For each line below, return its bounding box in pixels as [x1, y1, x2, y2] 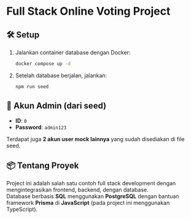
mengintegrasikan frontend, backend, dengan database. [6, 186, 149, 194]
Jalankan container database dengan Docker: [15, 49, 131, 56]
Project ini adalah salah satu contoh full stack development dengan [6, 180, 176, 187]
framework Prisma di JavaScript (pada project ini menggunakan [6, 199, 170, 207]
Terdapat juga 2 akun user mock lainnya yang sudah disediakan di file [6, 135, 185, 142]
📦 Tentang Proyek [6, 160, 79, 171]
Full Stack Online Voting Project [6, 4, 171, 18]
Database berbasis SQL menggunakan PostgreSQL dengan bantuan [6, 193, 179, 200]
